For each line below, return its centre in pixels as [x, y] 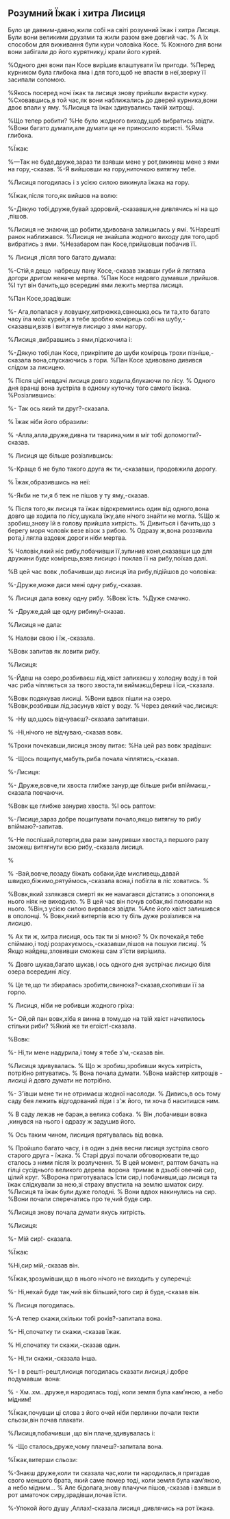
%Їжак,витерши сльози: [43, 1459]
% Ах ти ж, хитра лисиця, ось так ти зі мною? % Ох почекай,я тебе [106, 936]
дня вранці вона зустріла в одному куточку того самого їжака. [99, 388]
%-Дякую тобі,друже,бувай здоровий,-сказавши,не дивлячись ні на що [113, 209]
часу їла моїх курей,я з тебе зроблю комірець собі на [86, 319]
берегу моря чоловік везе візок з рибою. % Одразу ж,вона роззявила [110, 530]
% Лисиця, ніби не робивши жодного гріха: [71, 1005]
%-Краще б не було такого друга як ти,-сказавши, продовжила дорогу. [113, 469]
